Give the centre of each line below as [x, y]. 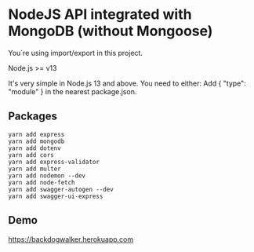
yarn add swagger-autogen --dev [61, 189]
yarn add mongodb [36, 141]
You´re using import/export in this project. [76, 53]
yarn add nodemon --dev [47, 175]
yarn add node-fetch [42, 182]
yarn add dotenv [34, 148]
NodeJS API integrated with [100, 15]
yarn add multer [34, 169]
